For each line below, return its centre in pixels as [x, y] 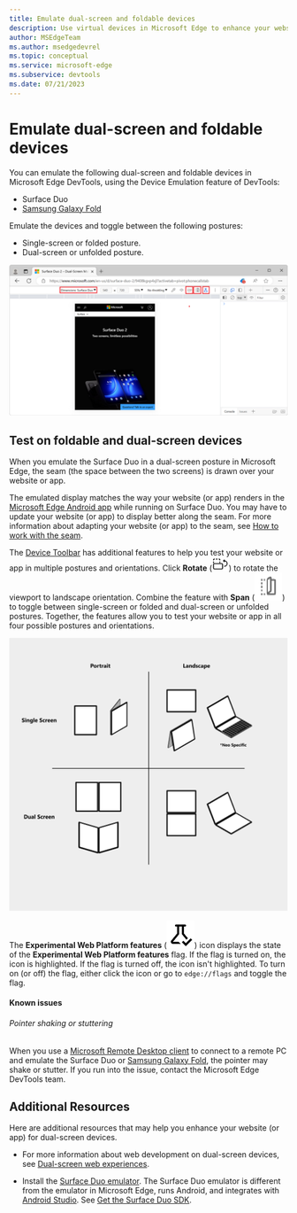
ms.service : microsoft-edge [61, 66]
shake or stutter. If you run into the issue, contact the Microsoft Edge [134, 1069]
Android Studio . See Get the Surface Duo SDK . [107, 1200]
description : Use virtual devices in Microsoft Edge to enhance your [140, 28]
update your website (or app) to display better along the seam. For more [141, 517]
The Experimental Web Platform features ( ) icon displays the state [145, 945]
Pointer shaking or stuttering [61, 1023]
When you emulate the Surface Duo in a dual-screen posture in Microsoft [142, 462]
